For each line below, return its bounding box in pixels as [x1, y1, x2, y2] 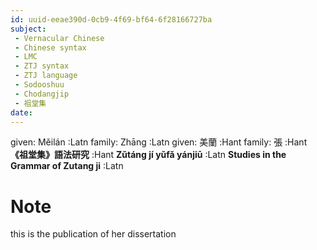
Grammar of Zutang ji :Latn [10, 160, 124, 172]
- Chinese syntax [14, 42, 87, 53]
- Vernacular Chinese [14, 33, 105, 43]
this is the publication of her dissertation [10, 228, 177, 240]
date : [10, 107, 33, 118]
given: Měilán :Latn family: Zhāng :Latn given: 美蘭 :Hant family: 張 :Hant [10, 136, 308, 148]
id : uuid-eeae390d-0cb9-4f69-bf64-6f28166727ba [10, 14, 213, 25]
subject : [10, 24, 47, 34]
